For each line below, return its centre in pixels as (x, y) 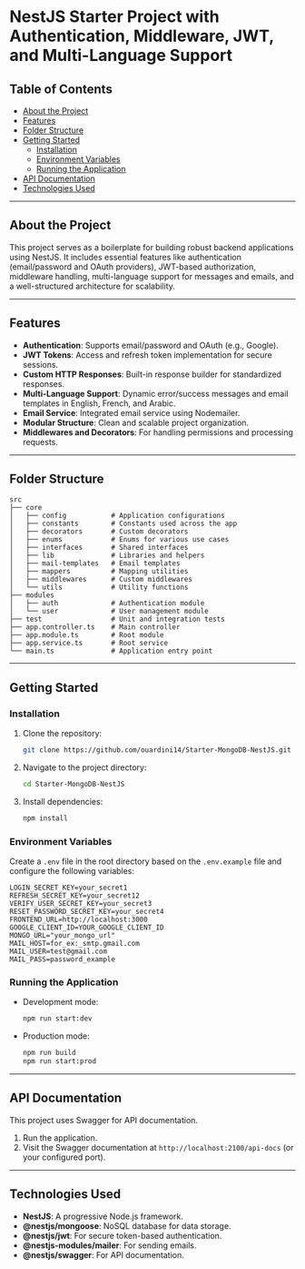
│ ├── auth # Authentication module (107, 604)
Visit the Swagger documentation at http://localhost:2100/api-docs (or (158, 1147)
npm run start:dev (57, 1019)
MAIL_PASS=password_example (63, 959)
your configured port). (64, 1157)
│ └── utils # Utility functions (99, 588)
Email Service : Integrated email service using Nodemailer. (131, 412)
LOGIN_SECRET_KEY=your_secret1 (69, 888)
